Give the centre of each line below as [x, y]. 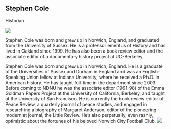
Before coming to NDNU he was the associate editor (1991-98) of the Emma [85, 88]
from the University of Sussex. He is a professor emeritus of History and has [86, 45]
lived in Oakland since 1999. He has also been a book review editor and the [84, 51]
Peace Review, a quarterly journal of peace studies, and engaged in [76, 104]
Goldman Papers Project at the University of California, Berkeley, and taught [85, 93]
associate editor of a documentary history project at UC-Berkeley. [75, 56]
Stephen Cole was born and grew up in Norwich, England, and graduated [82, 40]
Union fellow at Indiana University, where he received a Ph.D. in [93, 77]
